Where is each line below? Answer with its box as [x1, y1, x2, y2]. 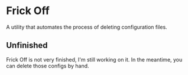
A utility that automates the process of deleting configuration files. [6, 23, 167, 30]
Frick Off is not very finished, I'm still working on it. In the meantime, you [6, 56, 183, 63]
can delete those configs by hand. [6, 62, 90, 69]
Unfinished [6, 40, 48, 50]
